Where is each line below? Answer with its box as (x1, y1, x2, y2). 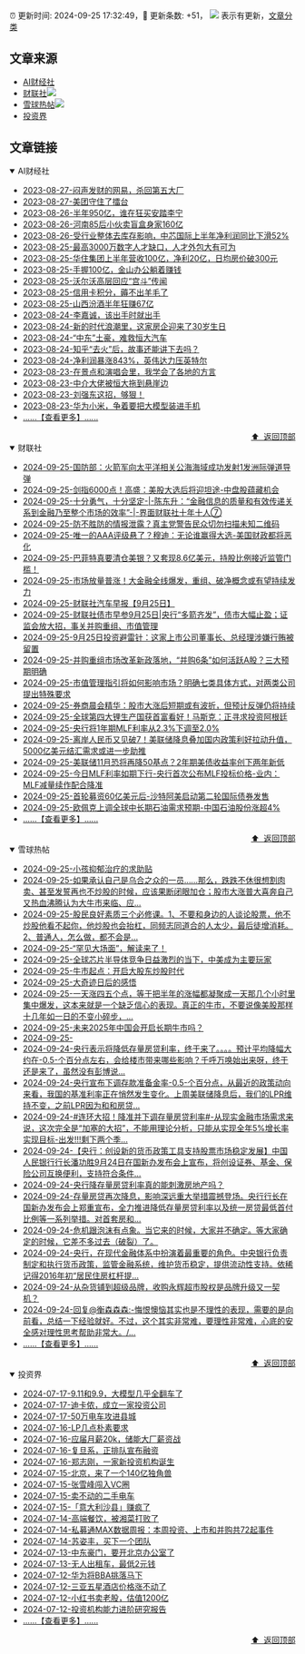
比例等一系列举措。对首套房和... (22, 1214, 142, 1225)
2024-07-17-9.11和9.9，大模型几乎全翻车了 (22, 1388, 183, 1399)
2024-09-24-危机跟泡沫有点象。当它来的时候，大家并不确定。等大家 (22, 1225, 280, 1236)
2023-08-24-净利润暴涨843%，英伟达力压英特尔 (22, 355, 208, 366)
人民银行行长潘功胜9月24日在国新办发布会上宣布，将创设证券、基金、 (22, 1157, 284, 1167)
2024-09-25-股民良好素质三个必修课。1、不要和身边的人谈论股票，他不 (22, 909, 291, 920)
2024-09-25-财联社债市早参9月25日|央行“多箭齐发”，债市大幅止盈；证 (22, 609, 289, 620)
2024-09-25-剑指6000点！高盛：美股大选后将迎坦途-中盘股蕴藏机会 (22, 485, 280, 496)
